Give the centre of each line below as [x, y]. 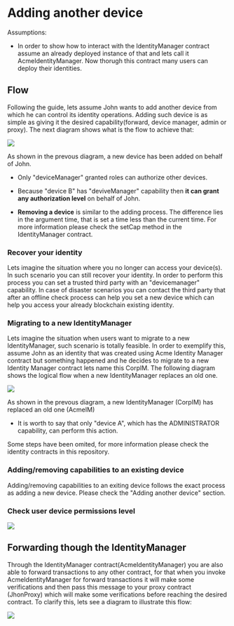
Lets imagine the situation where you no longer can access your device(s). [115, 268]
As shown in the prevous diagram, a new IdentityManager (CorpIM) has [110, 402]
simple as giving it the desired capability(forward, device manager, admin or [117, 122]
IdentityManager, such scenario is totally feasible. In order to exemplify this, [117, 346]
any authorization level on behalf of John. [79, 198]
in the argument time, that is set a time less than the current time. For [117, 219]
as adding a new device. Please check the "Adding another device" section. [117, 493]
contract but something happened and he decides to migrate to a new [108, 361]
